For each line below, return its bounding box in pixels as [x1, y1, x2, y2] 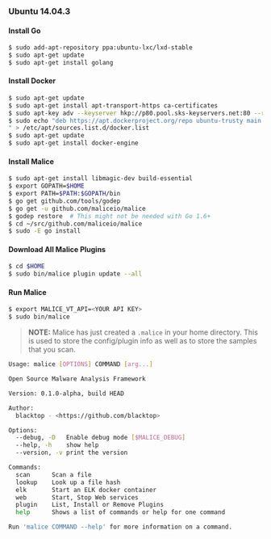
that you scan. [27, 345, 76, 355]
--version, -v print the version [15, 448, 128, 457]
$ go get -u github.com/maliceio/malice [8, 204, 147, 213]
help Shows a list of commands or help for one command [15, 508, 226, 516]
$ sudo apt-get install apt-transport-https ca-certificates [8, 101, 219, 110]
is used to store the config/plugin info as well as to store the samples [27, 336, 257, 346]
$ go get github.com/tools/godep [8, 196, 121, 205]
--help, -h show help [15, 441, 99, 449]
